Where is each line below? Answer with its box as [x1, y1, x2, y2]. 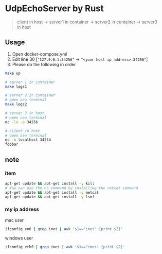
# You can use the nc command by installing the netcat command [5, 186, 138, 190]
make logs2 [5, 102, 27, 107]
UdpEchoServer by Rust [5, 3, 104, 14]
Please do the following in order [12, 61, 76, 67]
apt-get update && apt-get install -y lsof [5, 195, 95, 200]
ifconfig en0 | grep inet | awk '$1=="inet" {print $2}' [5, 226, 123, 231]
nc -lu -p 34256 [5, 119, 38, 124]
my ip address [5, 206, 39, 213]
